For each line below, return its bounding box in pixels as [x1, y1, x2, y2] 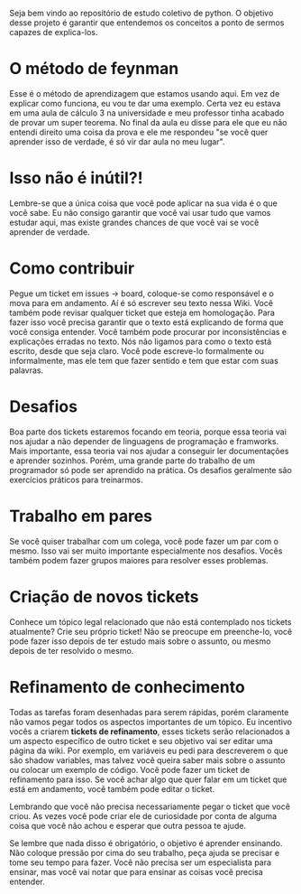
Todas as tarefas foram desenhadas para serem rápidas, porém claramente [9, 706, 289, 717]
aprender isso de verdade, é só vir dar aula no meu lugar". [9, 135, 225, 147]
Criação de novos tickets [9, 586, 200, 607]
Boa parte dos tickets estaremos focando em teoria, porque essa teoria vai [9, 426, 287, 437]
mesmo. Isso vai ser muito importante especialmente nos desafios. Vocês [9, 545, 283, 556]
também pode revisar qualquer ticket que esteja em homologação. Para [9, 307, 275, 318]
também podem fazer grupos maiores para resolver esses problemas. [9, 554, 269, 565]
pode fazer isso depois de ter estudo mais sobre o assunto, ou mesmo [9, 636, 271, 647]
